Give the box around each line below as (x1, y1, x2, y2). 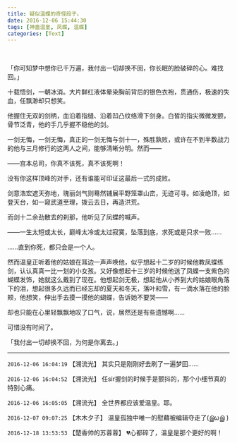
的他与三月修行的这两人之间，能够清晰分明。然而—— (7, 144, 162, 152)
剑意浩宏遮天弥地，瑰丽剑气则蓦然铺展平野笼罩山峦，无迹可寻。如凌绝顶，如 (7, 189, 230, 198)
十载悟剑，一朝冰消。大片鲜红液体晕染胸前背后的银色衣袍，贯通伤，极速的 (7, 87, 224, 96)
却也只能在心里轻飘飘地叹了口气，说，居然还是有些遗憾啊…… (7, 308, 186, 317)
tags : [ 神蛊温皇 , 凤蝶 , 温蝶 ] (7, 23, 88, 30)
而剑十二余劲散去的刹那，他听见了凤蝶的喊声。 (7, 213, 143, 221)
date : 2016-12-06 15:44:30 (7, 17, 87, 24)
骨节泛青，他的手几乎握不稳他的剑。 (7, 121, 113, 129)
